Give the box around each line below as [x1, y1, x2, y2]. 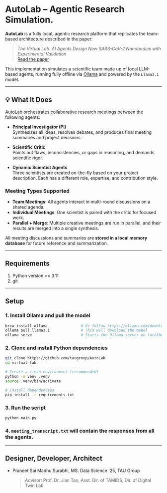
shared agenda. [12, 204, 45, 210]
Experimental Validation [17, 51, 67, 57]
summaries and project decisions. [12, 134, 82, 140]
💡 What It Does [5, 96, 52, 104]
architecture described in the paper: [19, 36, 93, 42]
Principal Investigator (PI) [12, 124, 67, 130]
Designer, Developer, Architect [5, 454, 103, 463]
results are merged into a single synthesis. [12, 226, 99, 232]
